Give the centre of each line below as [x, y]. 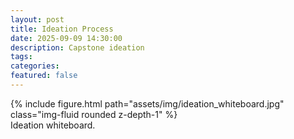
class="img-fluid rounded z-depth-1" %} [94, 114]
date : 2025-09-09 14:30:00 [66, 38]
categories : [35, 66]
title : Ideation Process [62, 29]
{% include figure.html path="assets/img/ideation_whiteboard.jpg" [147, 103]
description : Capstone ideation [77, 47]
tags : [21, 57]
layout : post [37, 19]
